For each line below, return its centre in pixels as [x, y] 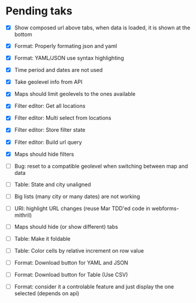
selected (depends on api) [47, 293]
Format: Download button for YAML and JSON [71, 263]
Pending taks [39, 11]
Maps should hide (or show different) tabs [66, 226]
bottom [23, 34]
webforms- [165, 208]
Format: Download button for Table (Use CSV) [71, 275]
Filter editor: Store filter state [50, 130]
